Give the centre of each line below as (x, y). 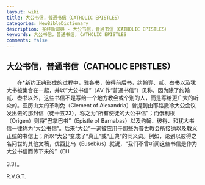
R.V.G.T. (16, 176)
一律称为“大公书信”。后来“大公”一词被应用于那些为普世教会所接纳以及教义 (104, 128)
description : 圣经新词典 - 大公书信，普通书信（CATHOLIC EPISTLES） (88, 29)
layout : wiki (23, 12)
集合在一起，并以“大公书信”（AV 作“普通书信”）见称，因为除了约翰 (106, 90)
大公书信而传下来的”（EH (38, 151)
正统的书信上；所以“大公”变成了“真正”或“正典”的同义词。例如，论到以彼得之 (102, 136)
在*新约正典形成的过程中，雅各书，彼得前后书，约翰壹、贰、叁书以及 (104, 82)
